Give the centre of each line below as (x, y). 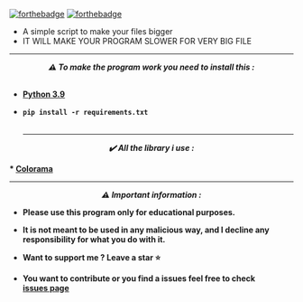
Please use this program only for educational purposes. (129, 212)
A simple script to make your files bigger (97, 31)
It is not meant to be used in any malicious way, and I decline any (146, 230)
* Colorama (32, 169)
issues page (46, 288)
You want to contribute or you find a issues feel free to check (138, 278)
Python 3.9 (44, 94)
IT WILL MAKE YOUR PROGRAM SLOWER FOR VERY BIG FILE (137, 41)
